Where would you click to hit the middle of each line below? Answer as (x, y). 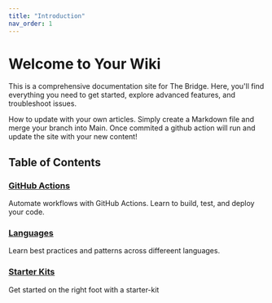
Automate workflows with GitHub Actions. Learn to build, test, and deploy (132, 204)
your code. (26, 212)
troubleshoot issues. (43, 103)
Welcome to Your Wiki (85, 64)
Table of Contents (55, 162)
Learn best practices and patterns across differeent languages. (114, 251)
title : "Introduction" (47, 16)
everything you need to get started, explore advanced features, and (122, 95)
